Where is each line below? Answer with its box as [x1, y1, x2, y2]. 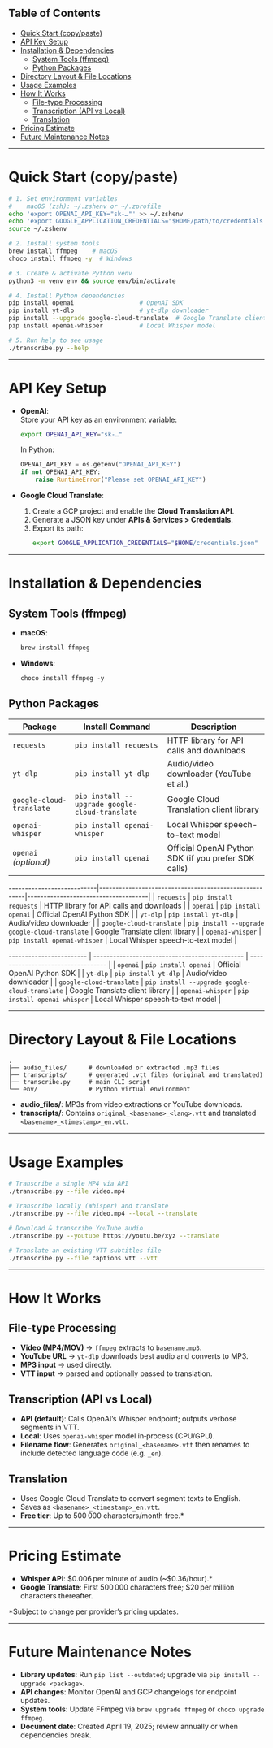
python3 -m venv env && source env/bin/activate [8, 276, 176, 285]
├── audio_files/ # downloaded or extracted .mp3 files [8, 1064, 220, 1072]
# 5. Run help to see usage [8, 336, 104, 345]
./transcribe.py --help [8, 344, 89, 352]
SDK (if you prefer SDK [167, 852, 255, 864]
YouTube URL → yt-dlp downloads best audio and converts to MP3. [19, 1351, 249, 1361]
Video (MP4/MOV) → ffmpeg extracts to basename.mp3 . [19, 1342, 202, 1352]
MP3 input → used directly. [19, 1360, 112, 1370]
